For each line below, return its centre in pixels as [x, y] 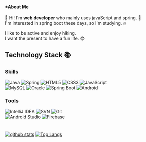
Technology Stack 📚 [38, 55]
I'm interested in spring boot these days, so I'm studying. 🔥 [66, 23]
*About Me [17, 7]
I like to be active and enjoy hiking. [41, 33]
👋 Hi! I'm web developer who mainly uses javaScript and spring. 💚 [73, 18]
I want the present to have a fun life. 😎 [45, 39]
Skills [12, 71]
